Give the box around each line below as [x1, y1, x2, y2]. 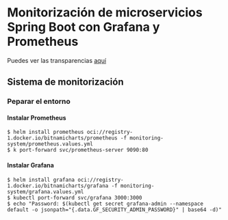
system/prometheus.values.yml [7, 141, 94, 148]
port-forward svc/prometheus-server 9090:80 [19, 147, 149, 154]
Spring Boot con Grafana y [7, 19, 160, 35]
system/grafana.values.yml [7, 188, 84, 195]
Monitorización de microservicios [7, 5, 203, 20]
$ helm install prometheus [7, 128, 84, 136]
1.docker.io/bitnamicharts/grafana [7, 182, 109, 189]
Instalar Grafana [7, 161, 55, 169]
